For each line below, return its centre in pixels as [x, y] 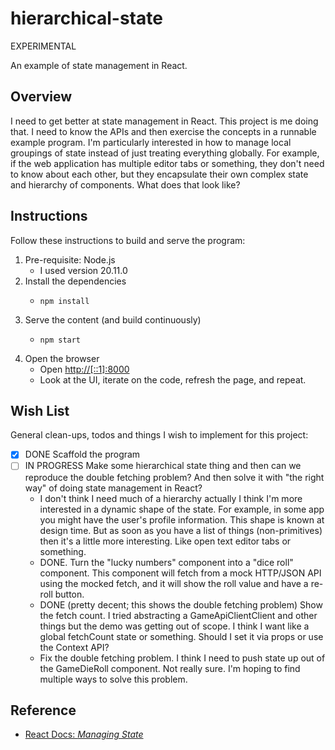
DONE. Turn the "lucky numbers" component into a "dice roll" [166, 562]
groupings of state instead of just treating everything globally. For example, [165, 153]
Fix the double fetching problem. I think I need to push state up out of [182, 658]
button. [69, 594]
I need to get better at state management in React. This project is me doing [164, 121]
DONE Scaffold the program [82, 454]
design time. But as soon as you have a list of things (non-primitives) [181, 530]
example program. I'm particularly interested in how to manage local [151, 142]
